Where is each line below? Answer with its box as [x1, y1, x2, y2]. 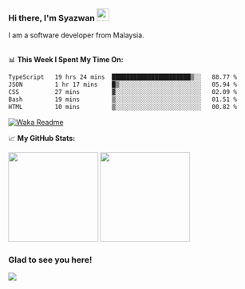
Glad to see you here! [8, 254, 93, 265]
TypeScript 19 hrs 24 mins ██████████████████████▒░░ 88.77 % [8, 73, 238, 81]
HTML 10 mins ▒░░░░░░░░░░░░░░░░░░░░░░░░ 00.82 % [8, 103, 238, 111]
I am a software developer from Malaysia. [8, 30, 145, 40]
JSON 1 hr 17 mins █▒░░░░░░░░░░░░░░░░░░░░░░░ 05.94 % [8, 80, 238, 89]
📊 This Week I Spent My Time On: [8, 55, 124, 64]
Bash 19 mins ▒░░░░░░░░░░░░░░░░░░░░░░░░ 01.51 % [8, 96, 238, 103]
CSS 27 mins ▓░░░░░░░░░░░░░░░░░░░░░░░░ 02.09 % [8, 88, 238, 96]
